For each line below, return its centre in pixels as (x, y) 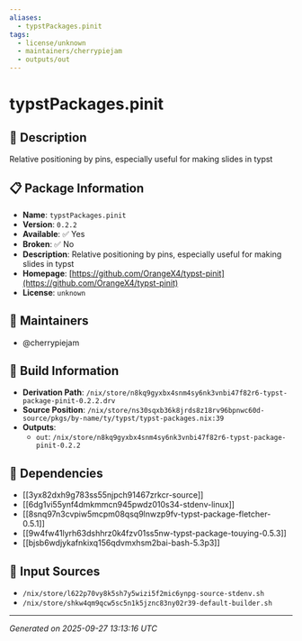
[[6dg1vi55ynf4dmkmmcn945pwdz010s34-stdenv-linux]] (129, 505)
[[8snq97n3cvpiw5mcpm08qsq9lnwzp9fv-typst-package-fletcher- (147, 514)
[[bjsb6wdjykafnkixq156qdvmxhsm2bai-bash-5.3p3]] (121, 543)
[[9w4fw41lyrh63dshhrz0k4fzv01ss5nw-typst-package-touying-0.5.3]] (155, 534)
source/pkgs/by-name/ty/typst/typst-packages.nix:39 (123, 419)
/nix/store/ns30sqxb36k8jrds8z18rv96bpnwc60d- (176, 411)
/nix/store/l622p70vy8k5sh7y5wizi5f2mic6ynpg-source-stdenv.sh (143, 594)
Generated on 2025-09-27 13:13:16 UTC (83, 628)
